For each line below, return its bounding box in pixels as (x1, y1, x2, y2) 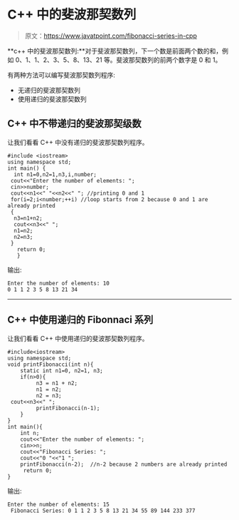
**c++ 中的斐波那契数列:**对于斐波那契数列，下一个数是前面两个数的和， (7, 46, 223, 55)
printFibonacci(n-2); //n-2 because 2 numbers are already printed (20, 461, 228, 468)
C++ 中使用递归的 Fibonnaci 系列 (7, 314, 154, 326)
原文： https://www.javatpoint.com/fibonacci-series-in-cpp (24, 31, 198, 40)
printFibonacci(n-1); (36, 404, 100, 412)
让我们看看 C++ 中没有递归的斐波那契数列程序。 (7, 138, 149, 146)
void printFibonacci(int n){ (7, 361, 94, 368)
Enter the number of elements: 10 (7, 280, 110, 287)
